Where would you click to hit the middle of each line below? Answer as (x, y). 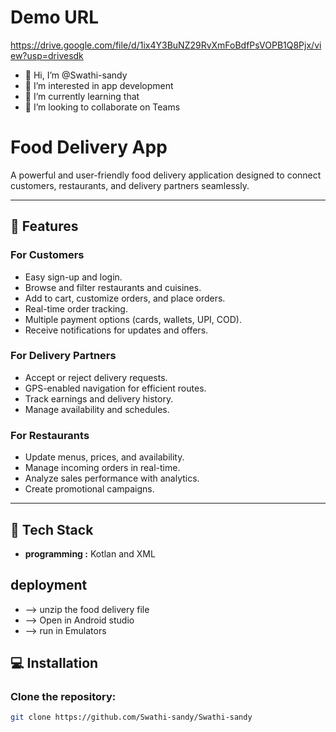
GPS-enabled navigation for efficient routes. (115, 388)
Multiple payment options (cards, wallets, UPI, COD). (133, 319)
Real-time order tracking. (76, 308)
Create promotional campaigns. (89, 489)
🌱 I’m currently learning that (82, 96)
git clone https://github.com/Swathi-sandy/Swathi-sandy (131, 717)
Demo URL (54, 17)
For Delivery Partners (63, 356)
